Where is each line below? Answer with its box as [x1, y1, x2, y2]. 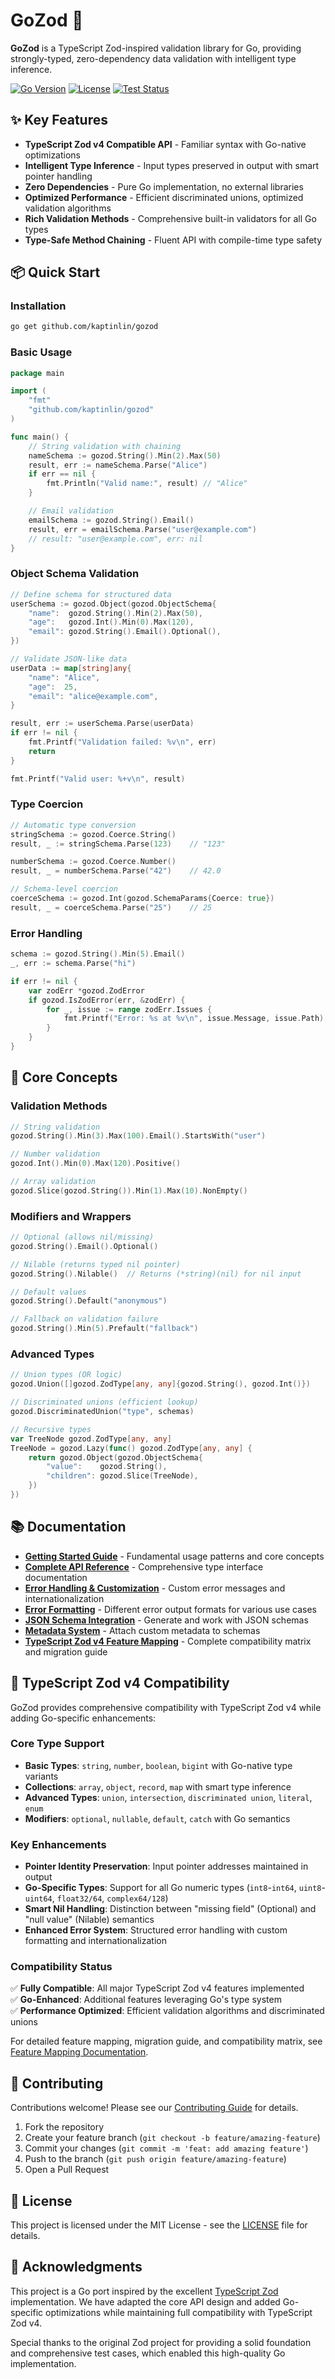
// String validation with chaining [28, 441, 182, 451]
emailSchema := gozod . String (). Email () [28, 515, 195, 525]
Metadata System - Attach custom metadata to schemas [24, 1624, 261, 1636]
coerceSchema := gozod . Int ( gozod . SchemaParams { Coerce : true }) [10, 894, 275, 904]
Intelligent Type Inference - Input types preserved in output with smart [24, 159, 320, 171]
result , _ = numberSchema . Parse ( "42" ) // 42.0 [10, 866, 222, 876]
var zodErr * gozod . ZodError [28, 985, 145, 996]
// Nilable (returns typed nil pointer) [10, 1259, 182, 1269]
